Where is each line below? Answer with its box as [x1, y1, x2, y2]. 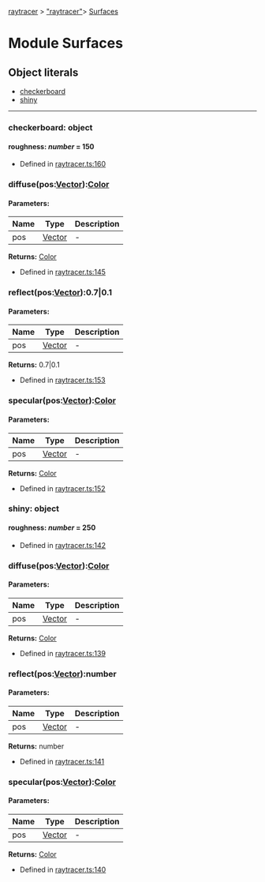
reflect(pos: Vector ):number [8, 668, 117, 679]
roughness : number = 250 [8, 523, 96, 532]
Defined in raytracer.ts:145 [19, 268, 106, 277]
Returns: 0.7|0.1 [8, 360, 61, 370]
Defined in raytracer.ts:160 [19, 160, 106, 169]
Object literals [8, 66, 79, 79]
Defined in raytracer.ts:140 [19, 865, 106, 874]
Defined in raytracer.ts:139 [19, 648, 106, 658]
